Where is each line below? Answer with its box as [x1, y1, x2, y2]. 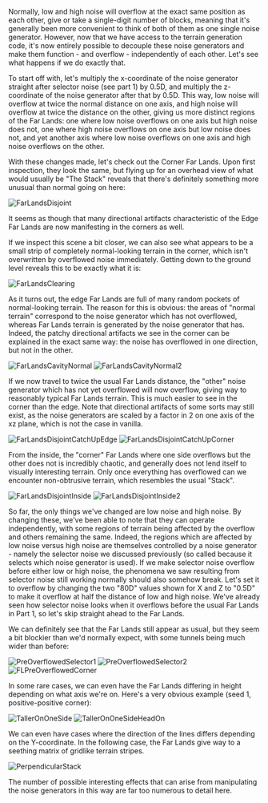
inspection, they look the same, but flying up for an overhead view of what [8, 166, 254, 175]
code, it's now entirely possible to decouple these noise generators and [8, 41, 245, 50]
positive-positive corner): [8, 698, 92, 708]
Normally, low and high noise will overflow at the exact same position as [8, 7, 246, 16]
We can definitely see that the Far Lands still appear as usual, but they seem [8, 624, 260, 634]
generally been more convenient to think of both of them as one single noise [8, 24, 260, 33]
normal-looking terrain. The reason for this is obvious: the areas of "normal [8, 303, 256, 312]
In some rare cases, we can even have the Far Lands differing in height [8, 681, 242, 690]
